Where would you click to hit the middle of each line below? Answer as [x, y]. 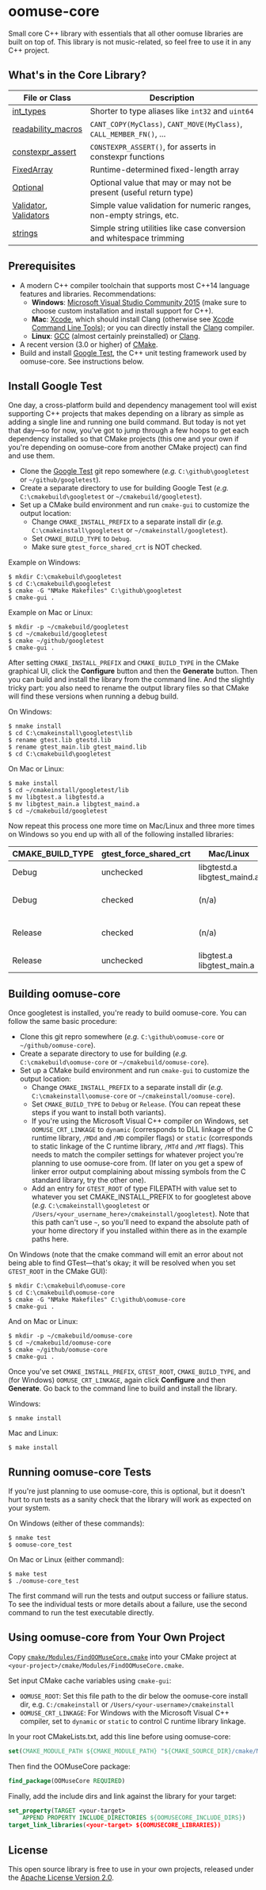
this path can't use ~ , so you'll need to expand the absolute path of [140, 1222]
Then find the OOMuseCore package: [69, 1766]
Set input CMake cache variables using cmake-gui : [90, 1680]
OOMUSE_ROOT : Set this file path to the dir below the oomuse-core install [133, 1696]
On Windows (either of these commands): [76, 1523]
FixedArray [32, 169]
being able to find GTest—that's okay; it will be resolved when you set [122, 1263]
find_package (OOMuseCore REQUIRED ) [67, 1780]
